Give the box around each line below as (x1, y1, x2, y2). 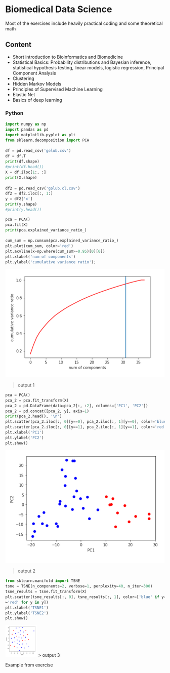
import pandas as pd (5, 127, 49, 132)
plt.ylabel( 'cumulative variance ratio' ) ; (5, 259, 96, 264)
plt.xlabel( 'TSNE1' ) (5, 605, 49, 610)
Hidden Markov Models (12, 81, 62, 87)
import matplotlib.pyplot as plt (5, 132, 76, 137)
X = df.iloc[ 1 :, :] (5, 170, 47, 175)
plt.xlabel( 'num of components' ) (5, 254, 76, 259)
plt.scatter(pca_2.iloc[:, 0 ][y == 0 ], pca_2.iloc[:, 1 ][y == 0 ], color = (5, 419, 155, 424)
